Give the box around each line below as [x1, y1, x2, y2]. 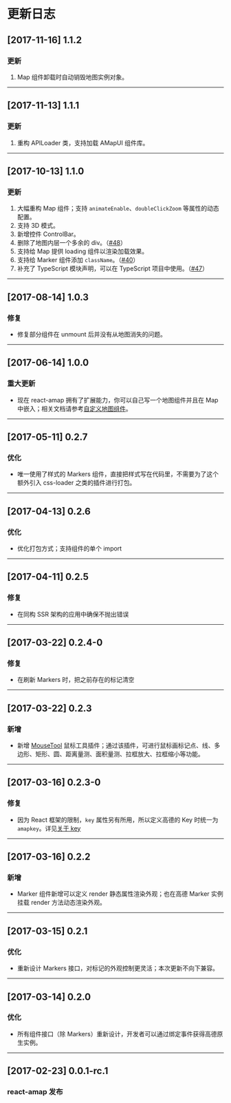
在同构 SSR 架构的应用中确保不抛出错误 [16, 610, 129, 618]
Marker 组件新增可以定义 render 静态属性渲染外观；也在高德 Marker [16, 890, 210, 898]
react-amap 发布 [7, 1087, 63, 1097]
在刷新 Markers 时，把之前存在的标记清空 [16, 676, 135, 684]
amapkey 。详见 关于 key [16, 824, 81, 833]
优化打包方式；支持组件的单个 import [16, 544, 122, 553]
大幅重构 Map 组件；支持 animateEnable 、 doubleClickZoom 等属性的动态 [16, 204, 220, 213]
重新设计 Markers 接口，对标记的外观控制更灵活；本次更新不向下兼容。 [16, 964, 219, 972]
